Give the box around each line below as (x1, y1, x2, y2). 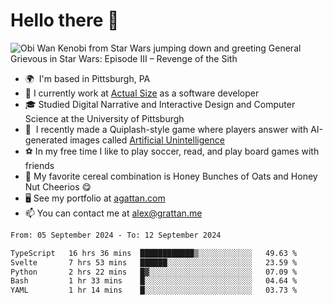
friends (24, 159, 55, 171)
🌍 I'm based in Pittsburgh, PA (24, 72, 151, 84)
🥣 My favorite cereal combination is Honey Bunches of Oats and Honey (24, 170, 318, 182)
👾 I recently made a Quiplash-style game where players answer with (24, 123, 309, 135)
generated (24, 134, 68, 146)
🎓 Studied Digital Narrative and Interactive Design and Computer (24, 98, 296, 110)
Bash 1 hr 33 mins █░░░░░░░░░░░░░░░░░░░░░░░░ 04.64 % (10, 276, 298, 286)
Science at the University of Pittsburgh (24, 112, 185, 124)
